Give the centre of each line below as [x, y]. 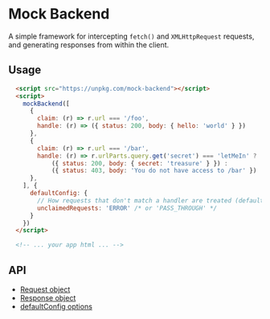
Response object [48, 297]
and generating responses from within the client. [89, 44]
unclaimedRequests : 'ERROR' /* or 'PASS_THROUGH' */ [127, 208]
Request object [45, 289]
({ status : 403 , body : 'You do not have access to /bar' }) [154, 171]
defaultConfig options [56, 306]
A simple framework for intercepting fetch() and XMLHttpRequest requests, [131, 36]
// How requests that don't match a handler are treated [134, 200]
